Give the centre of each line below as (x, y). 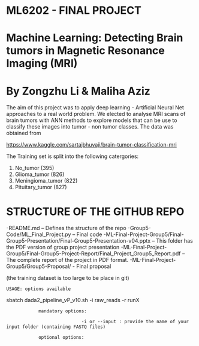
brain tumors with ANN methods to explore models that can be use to (92, 120)
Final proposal (94, 266)
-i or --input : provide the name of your (135, 322)
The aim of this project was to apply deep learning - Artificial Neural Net (95, 108)
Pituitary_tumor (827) (41, 187)
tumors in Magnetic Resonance (85, 51)
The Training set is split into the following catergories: (73, 156)
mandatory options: (62, 311)
